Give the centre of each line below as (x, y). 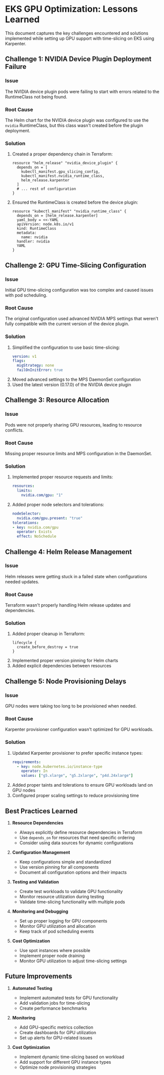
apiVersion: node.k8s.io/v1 (46, 224)
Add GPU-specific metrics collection (56, 1027)
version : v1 (24, 356)
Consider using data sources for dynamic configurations (76, 843)
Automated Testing (32, 988)
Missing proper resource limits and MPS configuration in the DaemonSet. (79, 453)
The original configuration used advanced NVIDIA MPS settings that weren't (82, 319)
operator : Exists (35, 532)
